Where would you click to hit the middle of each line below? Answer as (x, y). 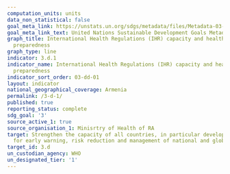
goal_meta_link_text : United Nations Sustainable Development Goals (107, 33)
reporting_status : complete (47, 109)
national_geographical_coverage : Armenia (67, 90)
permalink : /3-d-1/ (35, 97)
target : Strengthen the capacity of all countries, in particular (104, 134)
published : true (30, 103)
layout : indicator (33, 84)
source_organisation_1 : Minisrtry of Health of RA (81, 128)
